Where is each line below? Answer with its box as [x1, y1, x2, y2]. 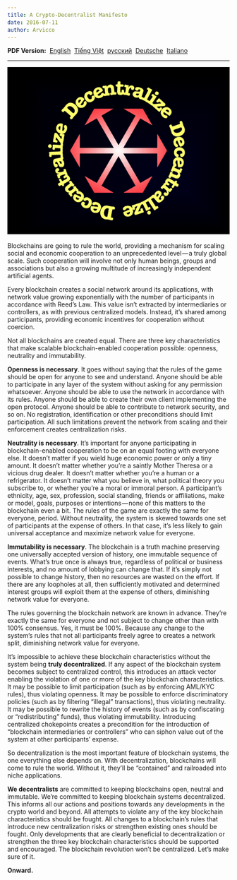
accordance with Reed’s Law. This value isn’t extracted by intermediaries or [7, 300, 227, 309]
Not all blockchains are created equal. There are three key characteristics [7, 336, 221, 345]
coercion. [7, 322, 35, 331]
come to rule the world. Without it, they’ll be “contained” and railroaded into [7, 763, 227, 772]
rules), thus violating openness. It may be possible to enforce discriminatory [7, 689, 229, 698]
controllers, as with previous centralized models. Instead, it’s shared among [7, 307, 227, 316]
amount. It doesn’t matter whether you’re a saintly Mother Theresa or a [7, 461, 213, 470]
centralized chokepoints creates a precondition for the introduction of [7, 720, 209, 728]
